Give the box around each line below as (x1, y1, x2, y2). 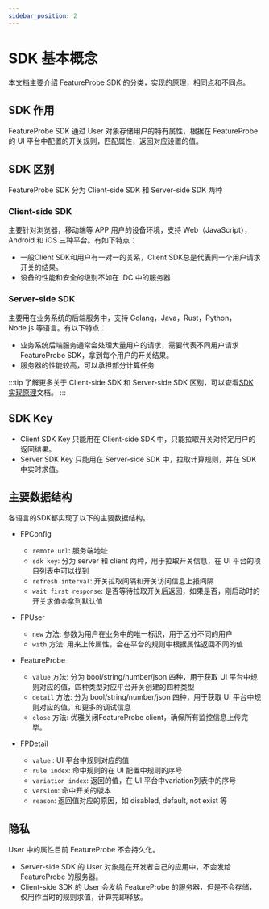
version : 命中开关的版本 (31, 785, 111, 796)
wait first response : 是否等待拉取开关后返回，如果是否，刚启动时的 (31, 587, 260, 596)
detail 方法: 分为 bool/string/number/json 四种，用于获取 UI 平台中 (31, 692, 255, 702)
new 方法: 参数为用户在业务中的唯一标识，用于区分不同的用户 (31, 629, 233, 639)
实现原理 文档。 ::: (8, 387, 67, 397)
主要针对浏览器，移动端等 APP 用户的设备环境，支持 (8, 225, 182, 235)
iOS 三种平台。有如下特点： (45, 235, 137, 245)
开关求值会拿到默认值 (31, 596, 103, 606)
